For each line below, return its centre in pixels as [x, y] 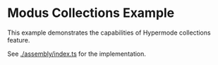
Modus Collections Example [91, 13]
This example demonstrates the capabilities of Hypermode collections [109, 32]
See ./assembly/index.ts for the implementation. [77, 54]
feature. [19, 40]
